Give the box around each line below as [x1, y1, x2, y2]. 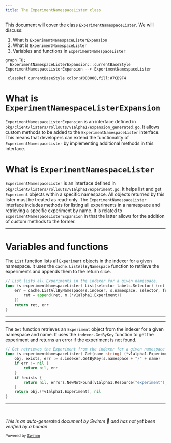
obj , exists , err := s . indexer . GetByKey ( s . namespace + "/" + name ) [14, 356, 161, 361]
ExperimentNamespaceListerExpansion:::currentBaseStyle [10, 62, 131, 67]
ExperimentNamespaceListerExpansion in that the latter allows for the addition [5, 213, 165, 219]
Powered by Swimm [5, 433, 40, 438]
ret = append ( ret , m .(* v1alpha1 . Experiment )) [23, 293, 122, 298]
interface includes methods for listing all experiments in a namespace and [5, 202, 160, 208]
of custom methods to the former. [5, 218, 76, 224]
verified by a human [5, 424, 48, 430]
